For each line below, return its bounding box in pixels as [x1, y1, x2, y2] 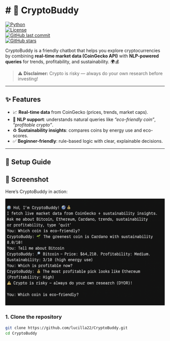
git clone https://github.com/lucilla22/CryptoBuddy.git [5, 325, 128, 330]
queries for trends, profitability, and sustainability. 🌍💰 [5, 58, 119, 65]
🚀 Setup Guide [5, 158, 52, 167]
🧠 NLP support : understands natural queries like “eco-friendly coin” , [12, 116, 156, 122]
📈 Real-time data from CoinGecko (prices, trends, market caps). [12, 109, 148, 115]
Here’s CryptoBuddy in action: [5, 188, 68, 195]
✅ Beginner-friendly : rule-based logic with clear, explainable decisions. [12, 138, 163, 144]
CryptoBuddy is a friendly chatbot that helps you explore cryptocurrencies [5, 47, 160, 53]
